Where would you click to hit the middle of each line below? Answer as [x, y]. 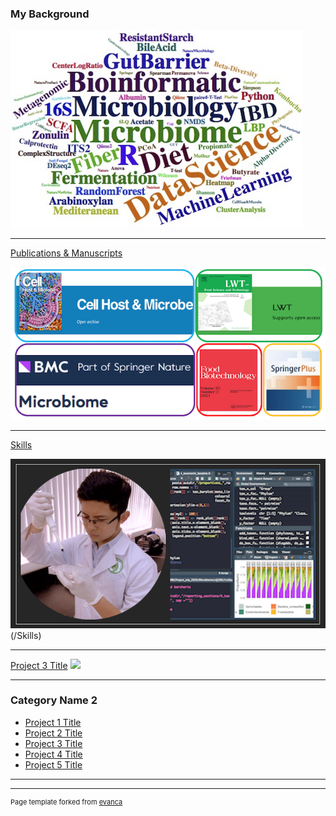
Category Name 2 [54, 700]
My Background [50, 14]
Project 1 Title [53, 722]
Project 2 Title [53, 733]
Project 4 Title [53, 754]
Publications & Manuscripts [66, 253]
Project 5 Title [53, 764]
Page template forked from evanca [66, 802]
